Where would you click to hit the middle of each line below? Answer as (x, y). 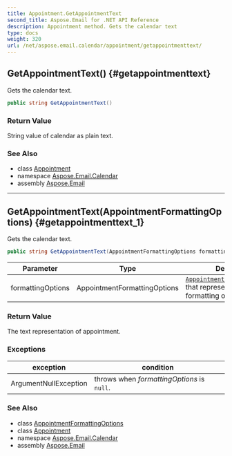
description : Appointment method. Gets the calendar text (92, 26)
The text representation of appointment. (64, 332)
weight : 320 (24, 39)
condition (158, 367)
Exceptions (27, 350)
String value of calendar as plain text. (60, 135)
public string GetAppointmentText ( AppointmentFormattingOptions (101, 252)
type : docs (23, 33)
